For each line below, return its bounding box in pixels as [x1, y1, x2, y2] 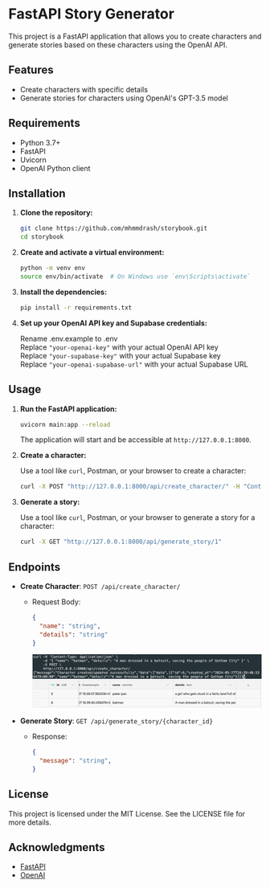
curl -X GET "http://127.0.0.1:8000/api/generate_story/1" [19, 538, 223, 546]
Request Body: [31, 597, 81, 607]
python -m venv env [19, 264, 86, 272]
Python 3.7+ [19, 137, 61, 147]
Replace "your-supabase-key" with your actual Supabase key [19, 350, 221, 360]
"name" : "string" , [39, 622, 101, 630]
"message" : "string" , [39, 757, 112, 765]
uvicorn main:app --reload [19, 420, 111, 428]
